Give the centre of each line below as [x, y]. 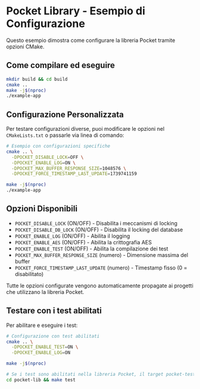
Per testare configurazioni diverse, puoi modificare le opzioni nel [85, 129]
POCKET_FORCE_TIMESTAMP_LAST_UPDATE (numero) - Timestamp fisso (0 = [101, 268]
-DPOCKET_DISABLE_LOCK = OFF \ [48, 157]
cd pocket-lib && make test [41, 380]
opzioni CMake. [25, 47]
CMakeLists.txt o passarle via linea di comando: [65, 135]
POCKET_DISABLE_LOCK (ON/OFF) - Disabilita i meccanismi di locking [96, 223]
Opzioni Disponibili [42, 209]
